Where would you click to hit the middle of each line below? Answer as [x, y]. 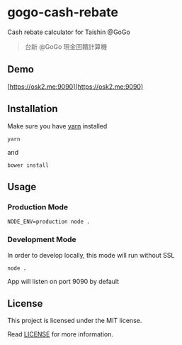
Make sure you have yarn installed [57, 126]
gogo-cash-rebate [63, 12]
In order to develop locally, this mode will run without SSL [91, 255]
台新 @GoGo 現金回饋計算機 [66, 46]
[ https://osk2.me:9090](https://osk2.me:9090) [75, 87]
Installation [33, 109]
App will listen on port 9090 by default [63, 281]
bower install [28, 165]
